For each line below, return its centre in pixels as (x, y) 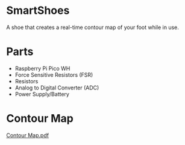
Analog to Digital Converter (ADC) (57, 88)
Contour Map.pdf (28, 135)
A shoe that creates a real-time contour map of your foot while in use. (93, 27)
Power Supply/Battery (42, 94)
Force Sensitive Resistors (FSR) (54, 75)
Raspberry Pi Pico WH (42, 68)
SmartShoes (38, 11)
